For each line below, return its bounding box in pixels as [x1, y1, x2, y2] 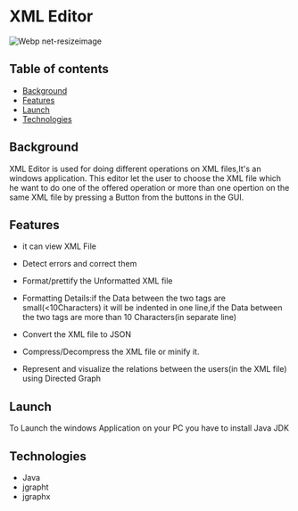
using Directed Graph [21, 373, 101, 384]
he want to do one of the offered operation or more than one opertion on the [9, 182, 290, 193]
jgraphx [21, 491, 51, 501]
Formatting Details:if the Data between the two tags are [21, 293, 226, 304]
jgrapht [21, 482, 49, 492]
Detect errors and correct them [21, 259, 137, 269]
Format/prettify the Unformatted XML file [21, 276, 173, 286]
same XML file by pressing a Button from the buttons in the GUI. [9, 192, 244, 202]
